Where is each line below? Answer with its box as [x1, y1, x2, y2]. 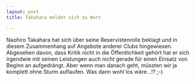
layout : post [6, 8, 39, 15]
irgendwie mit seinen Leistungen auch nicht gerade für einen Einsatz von [6, 55, 188, 62]
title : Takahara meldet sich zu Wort [6, 14, 101, 20]
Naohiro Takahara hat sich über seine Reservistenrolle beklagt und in [6, 36, 177, 43]
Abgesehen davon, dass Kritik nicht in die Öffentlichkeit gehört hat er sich [6, 49, 190, 56]
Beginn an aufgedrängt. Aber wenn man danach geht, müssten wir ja [6, 61, 177, 69]
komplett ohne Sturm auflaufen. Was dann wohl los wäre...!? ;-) [6, 68, 163, 75]
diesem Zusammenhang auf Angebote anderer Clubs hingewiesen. [6, 43, 173, 50]
